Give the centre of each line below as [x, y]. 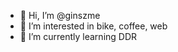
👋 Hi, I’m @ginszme [60, 15]
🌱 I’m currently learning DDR [78, 36]
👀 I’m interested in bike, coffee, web [93, 26]
